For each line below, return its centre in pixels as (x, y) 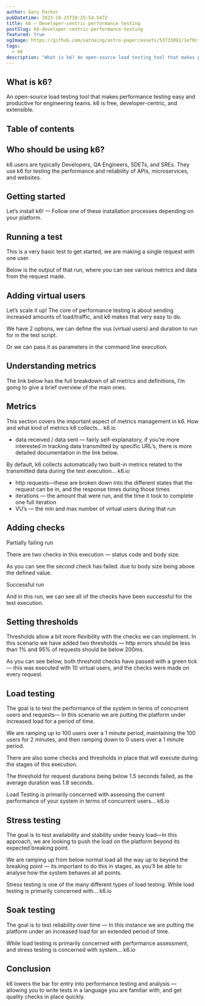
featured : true (26, 35)
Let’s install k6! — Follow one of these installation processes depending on (100, 211)
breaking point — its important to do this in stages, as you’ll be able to (94, 866)
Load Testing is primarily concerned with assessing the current (85, 795)
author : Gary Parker (33, 12)
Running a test (34, 237)
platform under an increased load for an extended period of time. (88, 931)
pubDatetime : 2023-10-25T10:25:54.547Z (57, 18)
